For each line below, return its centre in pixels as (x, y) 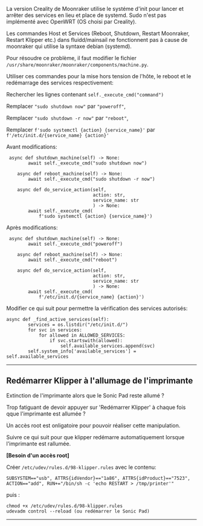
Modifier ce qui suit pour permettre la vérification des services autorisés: (97, 308)
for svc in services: (55, 330)
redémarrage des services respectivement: (60, 83)
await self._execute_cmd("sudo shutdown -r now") (92, 179)
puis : (13, 494)
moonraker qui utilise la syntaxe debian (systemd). (69, 46)
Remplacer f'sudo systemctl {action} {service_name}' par (81, 130)
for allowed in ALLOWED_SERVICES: (82, 335)
